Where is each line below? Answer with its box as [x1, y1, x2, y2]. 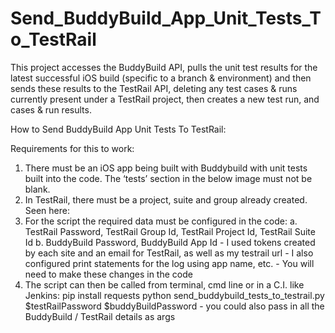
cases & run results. [10, 103, 92, 116]
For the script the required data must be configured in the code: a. [24, 215, 298, 227]
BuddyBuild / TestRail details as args [24, 310, 176, 322]
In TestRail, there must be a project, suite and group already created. [24, 193, 308, 206]
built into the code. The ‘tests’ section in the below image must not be [24, 172, 313, 184]
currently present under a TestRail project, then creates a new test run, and [10, 93, 320, 105]
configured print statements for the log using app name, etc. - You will [24, 257, 315, 269]
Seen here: [24, 204, 70, 216]
